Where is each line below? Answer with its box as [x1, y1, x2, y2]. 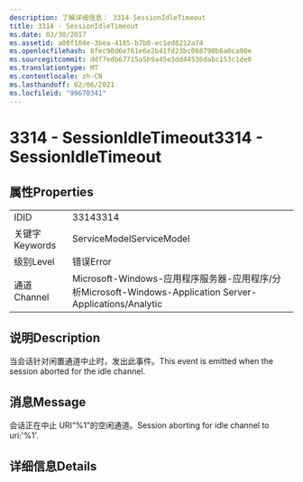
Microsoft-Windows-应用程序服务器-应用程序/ [71, 272, 272, 285]
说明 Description [9, 330, 101, 345]
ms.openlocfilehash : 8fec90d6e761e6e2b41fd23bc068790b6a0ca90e [9, 47, 252, 56]
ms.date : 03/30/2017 [9, 30, 87, 39]
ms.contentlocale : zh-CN [9, 72, 103, 81]
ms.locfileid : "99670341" [9, 88, 106, 97]
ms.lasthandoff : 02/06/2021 [9, 80, 115, 89]
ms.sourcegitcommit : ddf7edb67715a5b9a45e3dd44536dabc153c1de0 [9, 55, 252, 64]
